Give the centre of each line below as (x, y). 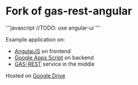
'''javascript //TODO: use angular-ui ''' (53, 28)
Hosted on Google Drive (36, 75)
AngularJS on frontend (42, 51)
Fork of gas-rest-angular (69, 11)
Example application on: (36, 39)
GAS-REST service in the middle (54, 64)
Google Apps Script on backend (54, 57)
